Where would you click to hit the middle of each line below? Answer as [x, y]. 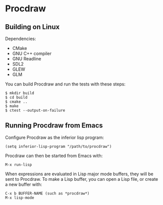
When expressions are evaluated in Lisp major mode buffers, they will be [79, 174]
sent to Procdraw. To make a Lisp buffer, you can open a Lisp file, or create [82, 179]
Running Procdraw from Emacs [54, 126]
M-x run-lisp [19, 164]
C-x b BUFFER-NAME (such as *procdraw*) [48, 193]
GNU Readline [27, 59]
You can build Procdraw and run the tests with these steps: [65, 84]
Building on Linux [32, 27]
